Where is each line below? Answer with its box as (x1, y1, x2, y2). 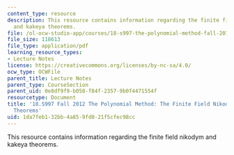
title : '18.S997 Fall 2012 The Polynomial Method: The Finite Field (7, 101, 210, 108)
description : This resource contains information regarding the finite (7, 17, 219, 24)
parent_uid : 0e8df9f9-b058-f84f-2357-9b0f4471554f (7, 88, 157, 95)
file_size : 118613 (7, 36, 61, 43)
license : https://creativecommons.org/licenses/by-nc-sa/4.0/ (7, 62, 192, 69)
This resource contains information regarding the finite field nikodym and (7, 133, 217, 141)
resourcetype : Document (7, 95, 77, 101)
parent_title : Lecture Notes (7, 74, 92, 82)
